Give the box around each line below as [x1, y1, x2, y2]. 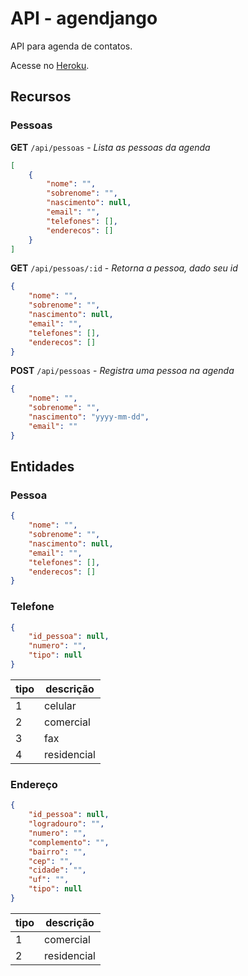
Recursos [10, 88, 72, 106]
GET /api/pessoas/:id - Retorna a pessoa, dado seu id [10, 262, 238, 274]
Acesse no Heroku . [10, 59, 90, 71]
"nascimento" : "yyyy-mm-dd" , [28, 412, 150, 422]
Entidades [10, 458, 75, 476]
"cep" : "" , [28, 856, 74, 866]
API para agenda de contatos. [10, 40, 133, 52]
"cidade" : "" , [28, 865, 87, 876]
